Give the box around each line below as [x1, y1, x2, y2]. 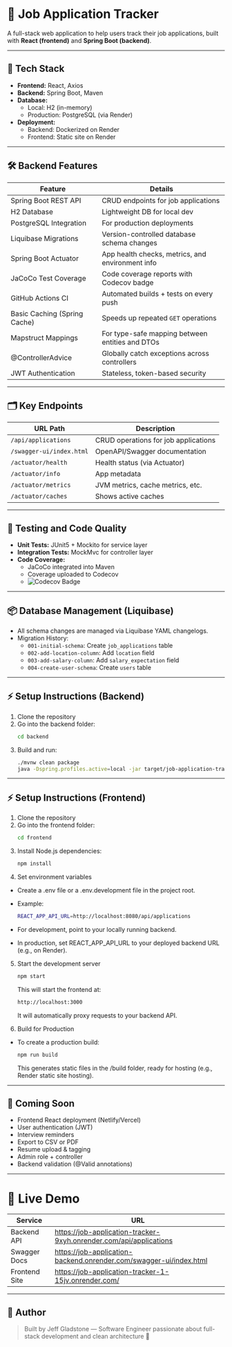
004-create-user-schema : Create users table [27, 663, 152, 671]
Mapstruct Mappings [10, 333, 78, 343]
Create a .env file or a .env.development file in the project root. [17, 886, 195, 894]
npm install [17, 860, 52, 868]
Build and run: [17, 745, 57, 754]
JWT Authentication [10, 368, 76, 378]
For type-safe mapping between [101, 328, 208, 338]
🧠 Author [7, 1306, 46, 1318]
